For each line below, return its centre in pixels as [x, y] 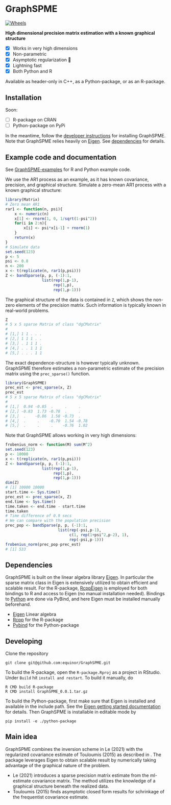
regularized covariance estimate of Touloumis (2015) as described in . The [83, 754]
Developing [24, 641]
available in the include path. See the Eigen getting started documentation [83, 706]
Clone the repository [27, 653]
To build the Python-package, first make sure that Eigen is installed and [80, 701]
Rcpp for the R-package [38, 620]
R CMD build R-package [29, 687]
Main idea [21, 737]
